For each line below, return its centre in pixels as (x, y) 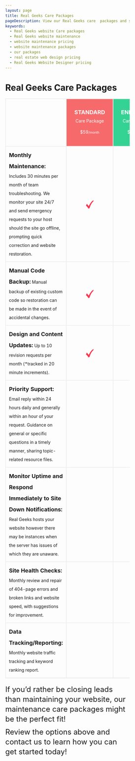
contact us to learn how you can (61, 742)
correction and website (33, 245)
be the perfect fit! (35, 719)
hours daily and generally (34, 408)
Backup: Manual (28, 282)
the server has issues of (33, 545)
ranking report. (24, 670)
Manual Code (27, 271)
